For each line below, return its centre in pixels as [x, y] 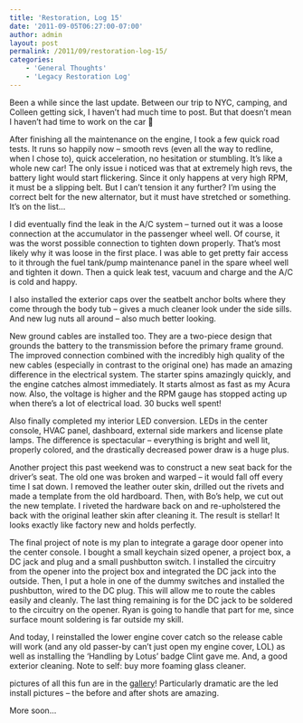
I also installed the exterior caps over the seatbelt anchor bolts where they [148, 299]
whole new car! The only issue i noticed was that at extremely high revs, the [151, 167]
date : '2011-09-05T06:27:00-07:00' [76, 26]
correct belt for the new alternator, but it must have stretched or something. [150, 196]
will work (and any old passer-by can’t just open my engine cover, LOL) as [147, 646]
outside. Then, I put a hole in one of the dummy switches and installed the [147, 581]
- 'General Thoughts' [66, 69]
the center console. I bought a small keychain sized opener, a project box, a [150, 552]
